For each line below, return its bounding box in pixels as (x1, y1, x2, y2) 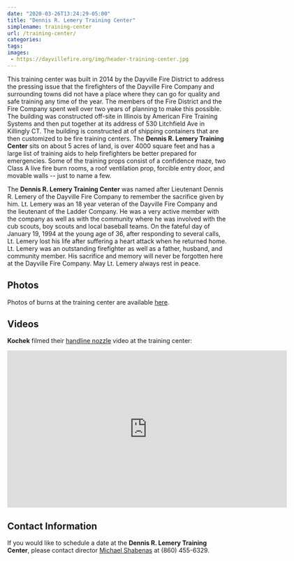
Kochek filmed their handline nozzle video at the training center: (7, 337, 193, 345)
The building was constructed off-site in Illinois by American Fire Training (7, 112, 218, 120)
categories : (7, 36, 42, 43)
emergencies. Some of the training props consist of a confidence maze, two (7, 156, 226, 165)
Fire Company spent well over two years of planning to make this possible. (7, 104, 222, 112)
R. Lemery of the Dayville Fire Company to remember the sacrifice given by (7, 192, 224, 201)
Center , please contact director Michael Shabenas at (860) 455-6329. (7, 546, 210, 555)
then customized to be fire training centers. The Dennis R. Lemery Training (7, 134, 225, 143)
